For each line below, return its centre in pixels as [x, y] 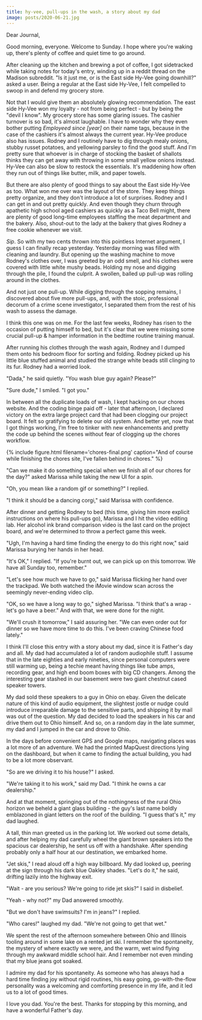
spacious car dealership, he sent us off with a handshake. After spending [97, 846]
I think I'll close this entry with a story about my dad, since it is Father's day [99, 647]
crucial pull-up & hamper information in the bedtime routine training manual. [100, 335]
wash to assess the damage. [42, 311]
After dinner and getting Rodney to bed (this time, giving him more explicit [98, 512]
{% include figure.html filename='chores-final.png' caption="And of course [100, 452]
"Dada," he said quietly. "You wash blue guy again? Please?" [81, 378]
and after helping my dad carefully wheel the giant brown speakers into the [99, 839]
